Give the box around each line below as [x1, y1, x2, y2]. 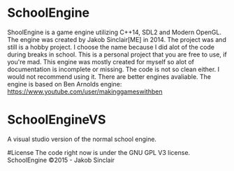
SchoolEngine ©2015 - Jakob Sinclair [7, 156, 115, 164]
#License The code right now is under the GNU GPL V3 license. [7, 148, 191, 156]
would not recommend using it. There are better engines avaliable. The [7, 72, 212, 81]
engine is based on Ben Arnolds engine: [7, 80, 122, 88]
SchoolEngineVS [7, 112, 106, 128]
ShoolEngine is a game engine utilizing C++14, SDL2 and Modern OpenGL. [7, 28, 222, 36]
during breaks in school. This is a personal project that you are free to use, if [7, 50, 227, 59]
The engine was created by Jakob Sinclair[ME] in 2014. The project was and [7, 35, 227, 43]
